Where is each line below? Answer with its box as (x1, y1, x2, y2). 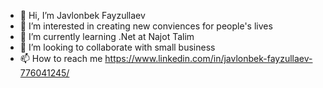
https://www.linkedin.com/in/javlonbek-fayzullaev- (104, 53, 313, 64)
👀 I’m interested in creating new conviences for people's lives (19, 20, 273, 32)
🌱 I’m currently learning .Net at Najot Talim (19, 31, 195, 42)
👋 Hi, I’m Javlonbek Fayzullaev (19, 10, 146, 21)
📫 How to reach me (19, 53, 103, 64)
